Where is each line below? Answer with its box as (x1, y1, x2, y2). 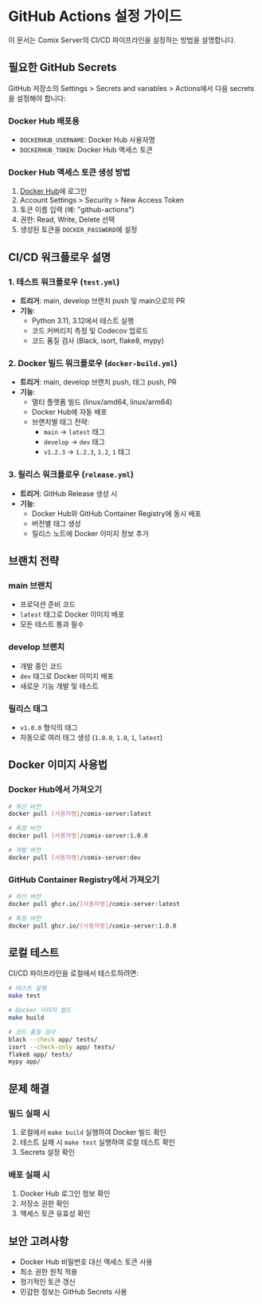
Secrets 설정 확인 (19, 1148, 76, 1157)
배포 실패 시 (8, 1169, 50, 1180)
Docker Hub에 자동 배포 (31, 408, 108, 417)
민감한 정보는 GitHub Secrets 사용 (19, 1287, 127, 1297)
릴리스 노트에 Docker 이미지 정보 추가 (31, 528, 150, 538)
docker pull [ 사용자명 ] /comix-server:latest (8, 810, 152, 818)
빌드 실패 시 (8, 1108, 50, 1119)
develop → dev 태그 (43, 437, 105, 447)
